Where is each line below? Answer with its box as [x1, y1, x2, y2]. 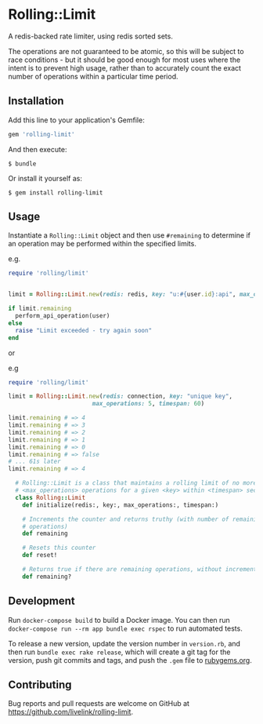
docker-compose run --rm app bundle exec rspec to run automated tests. [8, 624, 243, 633]
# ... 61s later [8, 457, 61, 466]
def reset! [22, 551, 58, 559]
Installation [8, 94, 64, 107]
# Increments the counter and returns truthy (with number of [22, 515, 229, 523]
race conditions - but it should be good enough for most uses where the [8, 55, 241, 64]
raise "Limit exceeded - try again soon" [15, 326, 153, 334]
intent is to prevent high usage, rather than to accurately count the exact [8, 63, 241, 72]
